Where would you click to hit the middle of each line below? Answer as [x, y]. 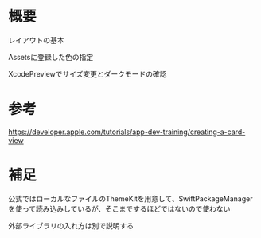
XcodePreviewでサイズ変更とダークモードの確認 [88, 73]
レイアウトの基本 [36, 40]
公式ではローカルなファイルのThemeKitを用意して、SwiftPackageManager [130, 198]
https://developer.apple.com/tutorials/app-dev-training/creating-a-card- [127, 132]
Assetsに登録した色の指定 [51, 57]
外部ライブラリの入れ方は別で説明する [71, 225]
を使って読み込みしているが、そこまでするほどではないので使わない [119, 208]
